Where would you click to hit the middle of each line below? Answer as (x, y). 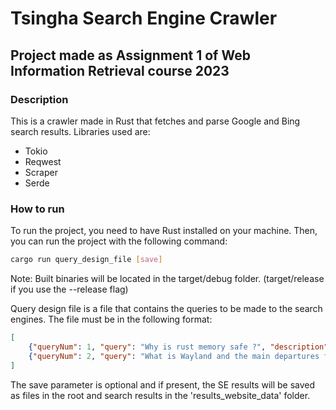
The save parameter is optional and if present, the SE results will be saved (163, 384)
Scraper (41, 172)
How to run (37, 209)
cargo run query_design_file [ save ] (86, 260)
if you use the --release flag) (69, 289)
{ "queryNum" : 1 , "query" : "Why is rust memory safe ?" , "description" (178, 347)
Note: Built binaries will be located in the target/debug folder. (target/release (167, 279)
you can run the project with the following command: (119, 241)
